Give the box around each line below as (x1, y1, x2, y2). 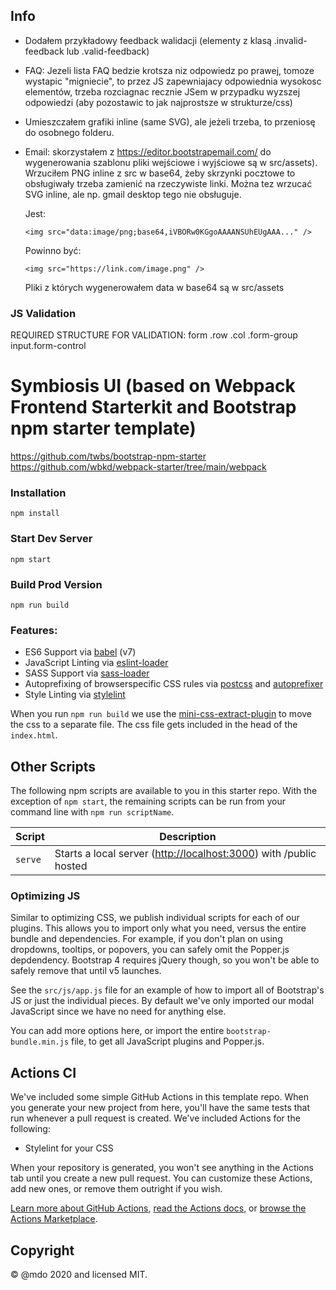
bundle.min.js (10, 1037, 70, 1048)
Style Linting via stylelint (24, 689, 126, 701)
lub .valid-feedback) (66, 45, 150, 57)
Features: (10, 623, 58, 637)
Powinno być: (24, 244, 82, 256)
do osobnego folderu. (24, 126, 115, 138)
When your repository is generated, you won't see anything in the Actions (10, 1162, 314, 1174)
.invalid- (273, 34, 308, 46)
